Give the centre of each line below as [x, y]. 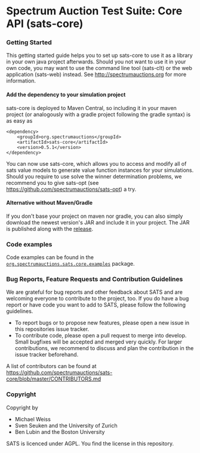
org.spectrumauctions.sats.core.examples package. [71, 264]
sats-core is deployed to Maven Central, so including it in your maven [92, 108]
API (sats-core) [45, 24]
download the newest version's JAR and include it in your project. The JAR [98, 222]
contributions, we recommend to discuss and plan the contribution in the [104, 348]
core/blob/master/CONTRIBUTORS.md [54, 379]
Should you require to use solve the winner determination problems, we [94, 176]
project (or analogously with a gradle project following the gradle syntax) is [99, 114]
